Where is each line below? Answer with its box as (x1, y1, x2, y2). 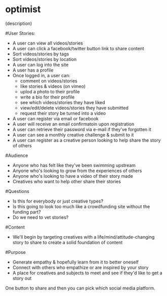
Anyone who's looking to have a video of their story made (12, 173, 133, 179)
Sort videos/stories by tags (12, 51, 69, 57)
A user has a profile (12, 67, 54, 73)
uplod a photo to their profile (20, 88, 80, 94)
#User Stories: (5, 30, 35, 36)
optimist (5, 4, 41, 15)
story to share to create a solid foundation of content (12, 239, 123, 245)
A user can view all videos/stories (12, 40, 83, 46)
